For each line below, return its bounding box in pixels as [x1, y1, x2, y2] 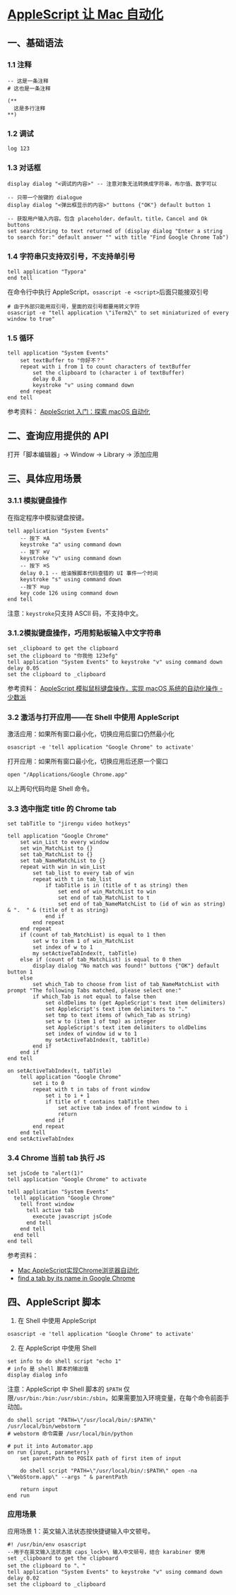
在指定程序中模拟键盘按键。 [7, 513, 88, 521]
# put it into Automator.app [7, 1442, 93, 1449]
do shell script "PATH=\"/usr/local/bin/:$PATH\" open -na [20, 1467, 198, 1474]
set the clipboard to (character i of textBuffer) [33, 369, 185, 376]
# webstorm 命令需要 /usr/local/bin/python [7, 1430, 133, 1437]
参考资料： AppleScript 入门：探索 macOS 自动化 [7, 408, 151, 416]
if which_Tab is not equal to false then [33, 993, 157, 1000]
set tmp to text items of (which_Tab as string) [45, 1012, 191, 1019]
